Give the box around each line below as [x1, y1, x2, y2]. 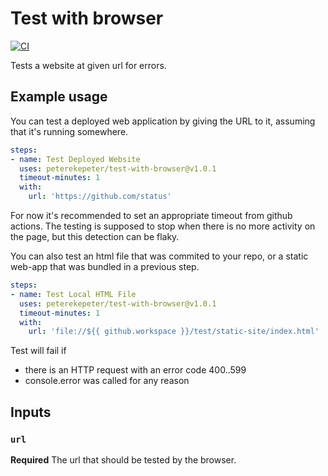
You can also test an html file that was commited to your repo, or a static [10, 250, 309, 262]
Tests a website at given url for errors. [10, 59, 167, 71]
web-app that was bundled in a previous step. [10, 261, 200, 272]
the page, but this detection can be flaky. [10, 231, 180, 242]
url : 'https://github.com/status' [28, 192, 172, 202]
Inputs [10, 403, 52, 421]
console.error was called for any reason [24, 375, 190, 387]
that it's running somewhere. [10, 125, 129, 137]
